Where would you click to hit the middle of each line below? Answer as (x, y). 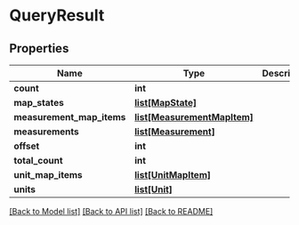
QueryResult (57, 16)
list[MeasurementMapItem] (194, 117)
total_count (38, 161)
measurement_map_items (70, 117)
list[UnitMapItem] (173, 175)
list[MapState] (166, 103)
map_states (39, 103)
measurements (46, 132)
